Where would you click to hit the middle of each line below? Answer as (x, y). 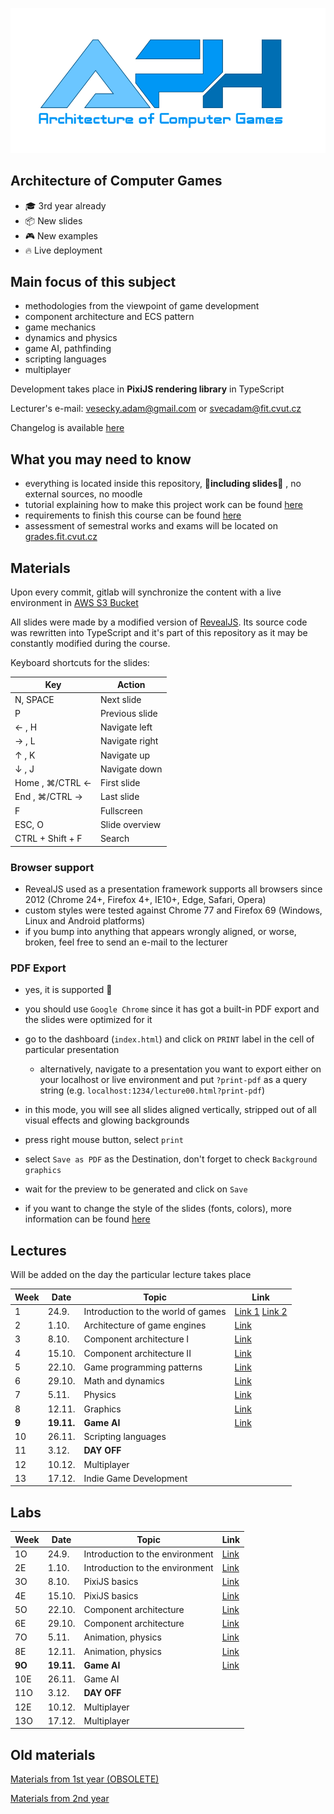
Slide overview (130, 824)
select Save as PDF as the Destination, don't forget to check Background (171, 1159)
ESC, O (29, 824)
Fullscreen (121, 810)
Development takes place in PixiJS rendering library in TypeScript (147, 389)
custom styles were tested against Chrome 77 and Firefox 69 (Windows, (173, 910)
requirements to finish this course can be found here (133, 515)
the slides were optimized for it (88, 1020)
